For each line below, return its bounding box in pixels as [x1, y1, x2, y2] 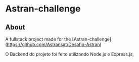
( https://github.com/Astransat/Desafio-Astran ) [5, 41, 102, 47]
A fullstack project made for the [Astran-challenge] [5, 36, 112, 42]
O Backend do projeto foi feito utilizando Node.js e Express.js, [5, 51, 134, 57]
